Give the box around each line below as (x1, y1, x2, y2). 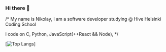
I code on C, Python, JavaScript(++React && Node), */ (5, 31, 119, 37)
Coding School (5, 21, 37, 27)
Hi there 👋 (5, 5, 30, 12)
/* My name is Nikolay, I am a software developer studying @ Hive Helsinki (5, 16, 161, 22)
